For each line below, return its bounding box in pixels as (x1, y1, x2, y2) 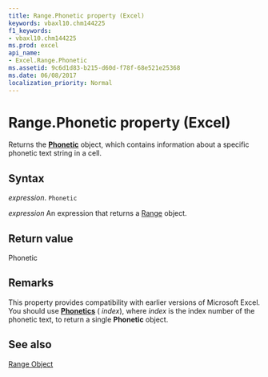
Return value (8, 232, 74, 245)
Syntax (8, 172, 45, 185)
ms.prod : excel (8, 42, 59, 50)
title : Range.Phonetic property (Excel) (8, 11, 146, 20)
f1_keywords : (8, 26, 52, 34)
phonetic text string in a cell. (8, 148, 102, 158)
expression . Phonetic (8, 193, 78, 203)
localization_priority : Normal (8, 79, 113, 87)
